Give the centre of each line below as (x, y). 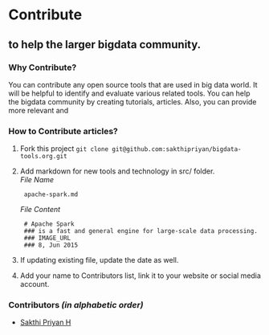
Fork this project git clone (64, 149)
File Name (37, 180)
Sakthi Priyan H (45, 322)
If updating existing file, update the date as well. (99, 260)
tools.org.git (43, 157)
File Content (40, 210)
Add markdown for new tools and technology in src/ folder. (117, 171)
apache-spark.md (51, 194)
